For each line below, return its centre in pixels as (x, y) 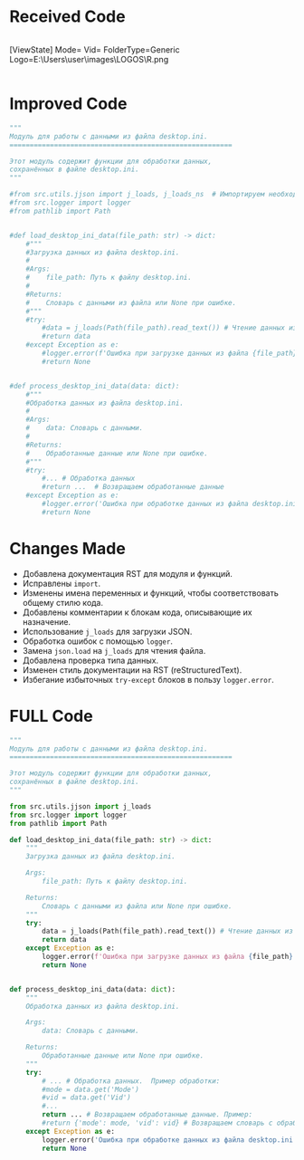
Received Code (67, 17)
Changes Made (68, 548)
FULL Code (51, 716)
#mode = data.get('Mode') (91, 1089)
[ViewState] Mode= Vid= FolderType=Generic (95, 49)
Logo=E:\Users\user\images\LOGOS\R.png (89, 59)
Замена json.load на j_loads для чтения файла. (114, 650)
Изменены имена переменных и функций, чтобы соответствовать (150, 593)
